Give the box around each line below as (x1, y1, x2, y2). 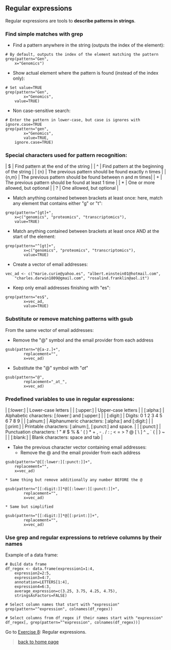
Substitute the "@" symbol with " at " (12, 365, 88, 371)
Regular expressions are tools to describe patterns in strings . (5, 17, 136, 24)
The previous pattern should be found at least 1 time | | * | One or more (5, 180, 155, 186)
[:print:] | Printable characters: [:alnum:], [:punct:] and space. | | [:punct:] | (5, 423, 161, 429)
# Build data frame (5, 562, 47, 567)
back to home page (17, 639, 59, 645)
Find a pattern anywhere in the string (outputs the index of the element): (12, 42, 165, 48)
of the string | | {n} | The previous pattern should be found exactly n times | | (5, 169, 166, 175)
